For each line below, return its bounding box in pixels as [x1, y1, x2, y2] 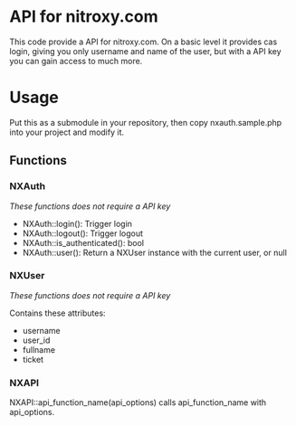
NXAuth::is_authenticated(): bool [22, 237, 145, 248]
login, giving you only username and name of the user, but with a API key [9, 45, 282, 56]
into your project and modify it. [9, 127, 125, 137]
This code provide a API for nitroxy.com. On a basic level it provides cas [9, 36, 278, 47]
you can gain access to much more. [9, 55, 143, 66]
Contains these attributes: [9, 308, 106, 318]
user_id [22, 335, 51, 346]
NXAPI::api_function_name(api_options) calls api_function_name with [9, 397, 267, 408]
